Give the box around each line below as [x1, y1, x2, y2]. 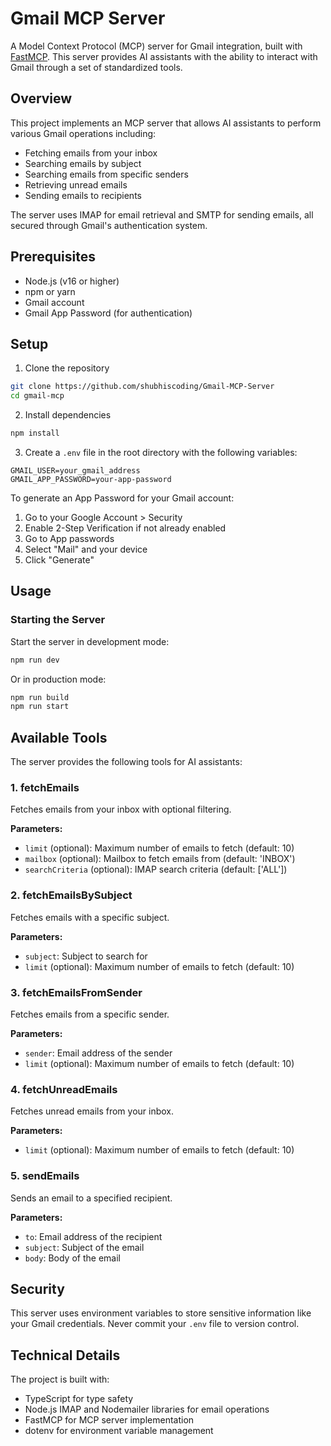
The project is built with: [10, 1373, 110, 1386]
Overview [10, 90, 73, 107]
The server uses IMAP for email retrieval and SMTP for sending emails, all [10, 208, 314, 221]
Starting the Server [10, 613, 106, 627]
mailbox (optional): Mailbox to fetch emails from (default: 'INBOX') [24, 853, 296, 865]
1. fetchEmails [10, 781, 80, 795]
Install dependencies [24, 409, 112, 421]
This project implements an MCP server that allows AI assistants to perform [10, 117, 322, 129]
